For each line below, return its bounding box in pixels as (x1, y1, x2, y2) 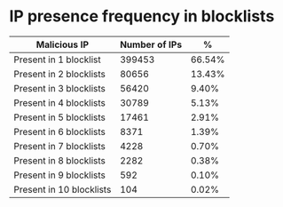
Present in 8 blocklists (13, 154, 106, 166)
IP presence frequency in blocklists (9, 6, 275, 27)
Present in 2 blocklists (13, 68, 106, 80)
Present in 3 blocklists (13, 82, 106, 94)
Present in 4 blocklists (13, 96, 106, 108)
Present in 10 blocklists (13, 183, 112, 195)
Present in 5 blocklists (13, 111, 106, 123)
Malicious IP (35, 38, 90, 51)
